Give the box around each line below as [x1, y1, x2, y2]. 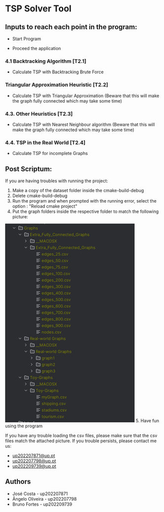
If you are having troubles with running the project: [5, 178, 108, 184]
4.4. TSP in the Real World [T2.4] [5, 139, 85, 146]
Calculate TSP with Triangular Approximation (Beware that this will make [12, 93, 160, 99]
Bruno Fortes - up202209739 [12, 501, 73, 507]
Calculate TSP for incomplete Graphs [12, 151, 88, 156]
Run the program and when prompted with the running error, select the [12, 198, 157, 204]
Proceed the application [12, 46, 61, 51]
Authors [5, 477, 31, 486]
